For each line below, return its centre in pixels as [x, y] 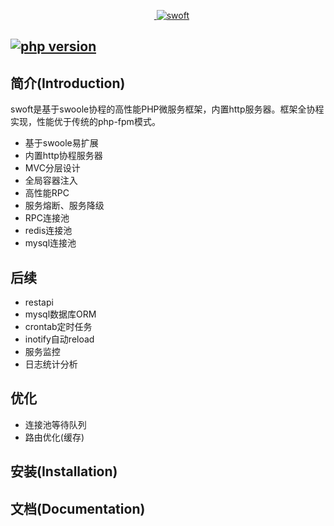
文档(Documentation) [78, 508]
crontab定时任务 [58, 327]
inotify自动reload [59, 339]
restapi [39, 302]
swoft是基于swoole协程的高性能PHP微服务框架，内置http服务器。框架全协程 [167, 109]
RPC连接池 [47, 218]
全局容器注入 [51, 181]
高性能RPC [47, 193]
